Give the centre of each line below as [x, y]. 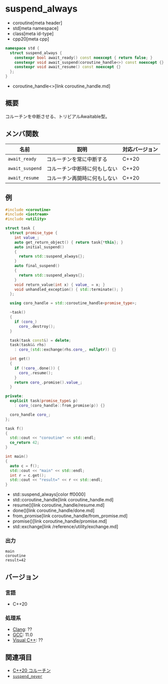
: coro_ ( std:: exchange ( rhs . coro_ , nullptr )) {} [65, 350]
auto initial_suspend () [39, 247]
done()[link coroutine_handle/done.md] [53, 510]
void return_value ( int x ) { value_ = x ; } [60, 285]
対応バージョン [140, 149]
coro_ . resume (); [36, 373]
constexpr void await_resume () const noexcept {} [68, 67]
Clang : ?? [22, 629]
